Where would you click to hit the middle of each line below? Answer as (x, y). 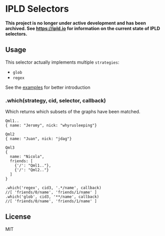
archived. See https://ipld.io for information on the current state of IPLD (83, 28)
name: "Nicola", (27, 157)
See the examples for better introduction (48, 87)
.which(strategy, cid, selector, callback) (56, 100)
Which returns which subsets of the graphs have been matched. (73, 112)
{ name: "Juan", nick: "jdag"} (39, 139)
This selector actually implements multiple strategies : (62, 62)
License (18, 217)
